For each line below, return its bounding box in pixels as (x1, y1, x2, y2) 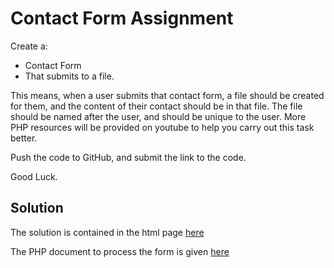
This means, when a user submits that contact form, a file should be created (10, 89, 325, 101)
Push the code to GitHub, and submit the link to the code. (10, 151, 247, 163)
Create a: (10, 40, 48, 52)
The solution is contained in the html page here (10, 226, 205, 238)
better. (10, 132, 38, 144)
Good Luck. (10, 170, 58, 182)
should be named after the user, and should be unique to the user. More (10, 110, 307, 122)
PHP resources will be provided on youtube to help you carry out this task (10, 121, 315, 133)
